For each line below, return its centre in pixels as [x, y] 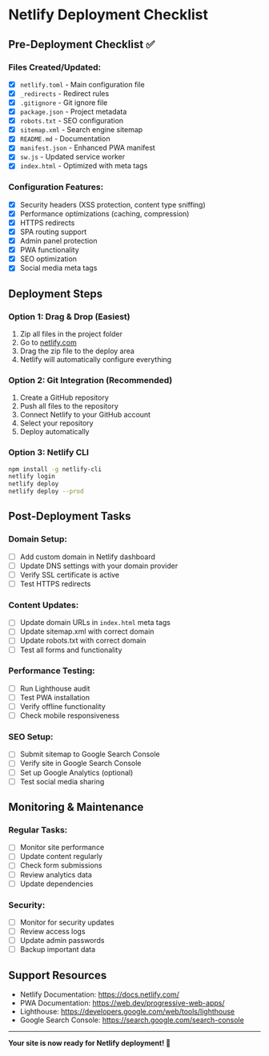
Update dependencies [56, 884]
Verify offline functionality [62, 706]
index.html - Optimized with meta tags [84, 166]
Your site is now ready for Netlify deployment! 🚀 [89, 1043]
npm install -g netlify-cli [55, 469]
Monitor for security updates [67, 922]
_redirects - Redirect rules [64, 93]
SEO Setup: [31, 737]
